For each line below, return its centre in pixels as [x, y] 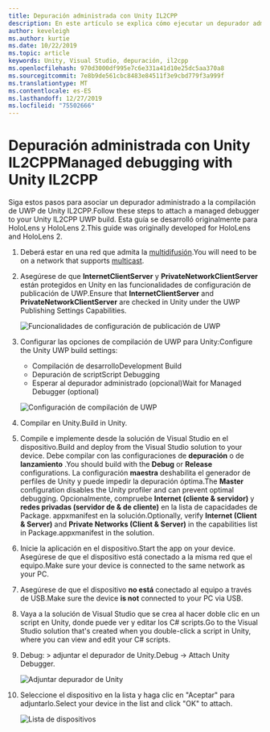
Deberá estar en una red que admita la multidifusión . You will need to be [138, 252]
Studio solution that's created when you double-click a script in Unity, [135, 631]
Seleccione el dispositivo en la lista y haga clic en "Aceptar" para [127, 695]
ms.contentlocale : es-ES [50, 91]
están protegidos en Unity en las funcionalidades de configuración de [135, 285]
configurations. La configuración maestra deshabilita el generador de [135, 473]
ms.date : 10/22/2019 [43, 46]
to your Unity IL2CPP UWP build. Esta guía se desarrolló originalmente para [133, 219]
